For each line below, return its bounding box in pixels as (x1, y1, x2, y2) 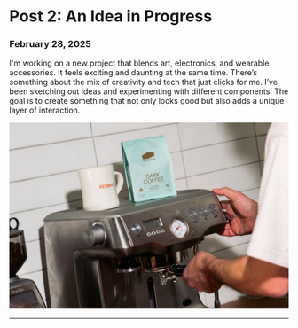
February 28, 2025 (9, 38, 91, 51)
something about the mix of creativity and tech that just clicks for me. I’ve (9, 77, 278, 88)
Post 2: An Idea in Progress (9, 6, 213, 27)
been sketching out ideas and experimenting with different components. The (9, 86, 289, 97)
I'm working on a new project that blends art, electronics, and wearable (9, 58, 270, 68)
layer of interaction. (9, 105, 81, 116)
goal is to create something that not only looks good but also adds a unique (9, 96, 285, 106)
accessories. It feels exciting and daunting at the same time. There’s (9, 67, 258, 78)
